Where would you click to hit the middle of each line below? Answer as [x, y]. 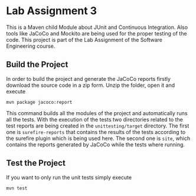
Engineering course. [31, 46]
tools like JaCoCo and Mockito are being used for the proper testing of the [97, 33]
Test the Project [36, 163]
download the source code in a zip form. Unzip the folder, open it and [91, 85]
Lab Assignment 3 [52, 11]
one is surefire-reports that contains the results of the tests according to [96, 132]
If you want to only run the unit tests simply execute [69, 177]
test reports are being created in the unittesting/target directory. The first [98, 126]
